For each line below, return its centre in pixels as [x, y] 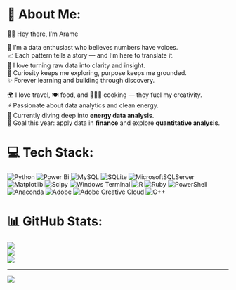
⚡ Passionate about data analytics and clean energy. [83, 105]
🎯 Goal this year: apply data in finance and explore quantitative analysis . [114, 123]
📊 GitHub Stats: [55, 222]
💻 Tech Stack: [51, 153]
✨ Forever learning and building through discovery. [81, 80]
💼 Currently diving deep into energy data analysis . [81, 115]
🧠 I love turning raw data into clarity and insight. [76, 65]
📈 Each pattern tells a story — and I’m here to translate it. [91, 55]
